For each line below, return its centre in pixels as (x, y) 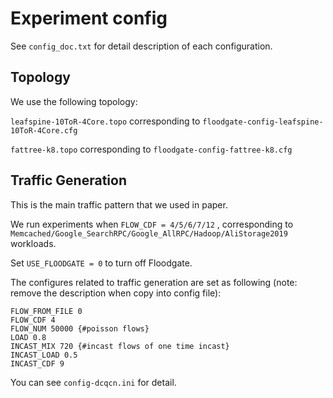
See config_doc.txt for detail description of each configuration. (141, 46)
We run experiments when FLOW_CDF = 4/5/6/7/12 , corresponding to (152, 224)
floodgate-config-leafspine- (263, 122)
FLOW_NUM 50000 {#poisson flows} (80, 328)
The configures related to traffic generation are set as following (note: (154, 282)
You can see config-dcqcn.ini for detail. (93, 382)
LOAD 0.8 (28, 337)
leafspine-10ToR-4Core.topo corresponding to (105, 121)
